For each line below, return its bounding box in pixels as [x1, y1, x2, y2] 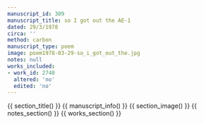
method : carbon [7, 37, 52, 44]
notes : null [7, 56, 42, 63]
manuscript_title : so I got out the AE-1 [7, 17, 131, 24]
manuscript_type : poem [7, 43, 74, 50]
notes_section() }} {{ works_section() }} [7, 109, 121, 118]
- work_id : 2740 [7, 69, 55, 76]
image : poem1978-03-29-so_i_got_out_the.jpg [7, 50, 140, 57]
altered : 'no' [13, 75, 55, 83]
